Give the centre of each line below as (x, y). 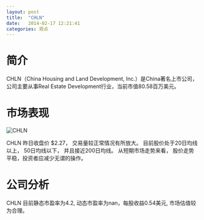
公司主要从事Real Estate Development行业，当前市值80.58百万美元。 (93, 86)
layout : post (23, 12)
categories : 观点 (27, 29)
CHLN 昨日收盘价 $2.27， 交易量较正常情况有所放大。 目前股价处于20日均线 (102, 143)
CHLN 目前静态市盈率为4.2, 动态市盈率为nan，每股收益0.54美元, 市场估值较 (101, 203)
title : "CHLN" (26, 18)
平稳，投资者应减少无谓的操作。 (46, 158)
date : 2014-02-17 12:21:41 (43, 23)
